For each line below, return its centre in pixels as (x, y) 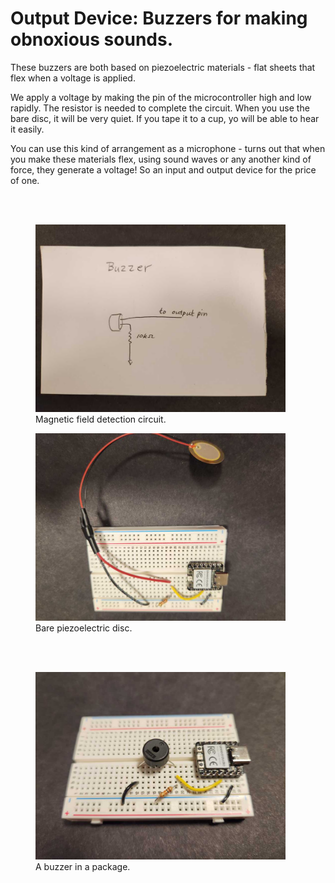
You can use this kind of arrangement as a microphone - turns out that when (168, 148)
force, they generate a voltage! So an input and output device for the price (163, 169)
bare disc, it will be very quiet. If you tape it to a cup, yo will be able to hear (165, 118)
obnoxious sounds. (92, 39)
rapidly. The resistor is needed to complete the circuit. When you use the (160, 108)
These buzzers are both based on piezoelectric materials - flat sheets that (163, 67)
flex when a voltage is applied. (73, 78)
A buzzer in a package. (83, 866)
